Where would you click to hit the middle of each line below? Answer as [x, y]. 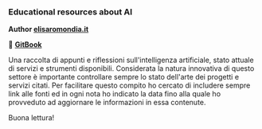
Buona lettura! [31, 118]
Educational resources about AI [70, 12]
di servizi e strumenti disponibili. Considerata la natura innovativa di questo [131, 68]
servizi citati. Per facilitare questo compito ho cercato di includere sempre [129, 85]
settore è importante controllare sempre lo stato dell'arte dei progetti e [124, 77]
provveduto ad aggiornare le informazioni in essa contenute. [107, 103]
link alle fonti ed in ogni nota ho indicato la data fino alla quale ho [115, 94]
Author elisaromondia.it [49, 29]
